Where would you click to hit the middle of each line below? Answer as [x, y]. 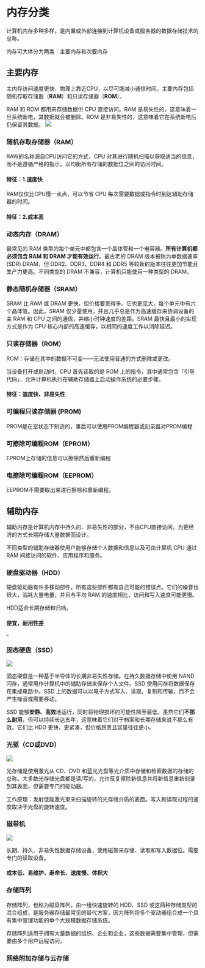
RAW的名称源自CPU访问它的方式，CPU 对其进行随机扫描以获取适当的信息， [102, 156]
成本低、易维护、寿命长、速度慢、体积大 [57, 873]
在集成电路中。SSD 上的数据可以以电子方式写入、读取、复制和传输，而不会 [101, 691]
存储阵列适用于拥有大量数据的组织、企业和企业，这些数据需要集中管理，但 [100, 933]
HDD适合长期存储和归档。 [39, 608]
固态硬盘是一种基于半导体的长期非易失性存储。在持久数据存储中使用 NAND [100, 676]
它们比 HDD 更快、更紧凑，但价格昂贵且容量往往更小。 [86, 727]
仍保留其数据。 [25, 124]
